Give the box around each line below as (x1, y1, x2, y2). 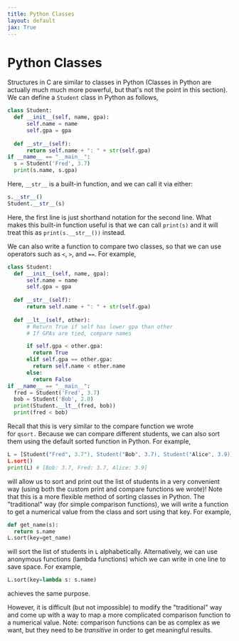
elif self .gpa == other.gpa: (26, 356, 113, 363)
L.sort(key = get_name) (7, 535, 72, 542)
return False (33, 375, 72, 383)
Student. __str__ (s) (7, 200, 65, 207)
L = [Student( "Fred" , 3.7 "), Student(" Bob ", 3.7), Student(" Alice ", (7, 451, 215, 458)
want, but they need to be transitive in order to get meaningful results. (7, 626, 213, 635)
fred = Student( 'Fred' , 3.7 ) (14, 389, 100, 396)
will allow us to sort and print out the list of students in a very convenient (7, 477, 221, 485)
